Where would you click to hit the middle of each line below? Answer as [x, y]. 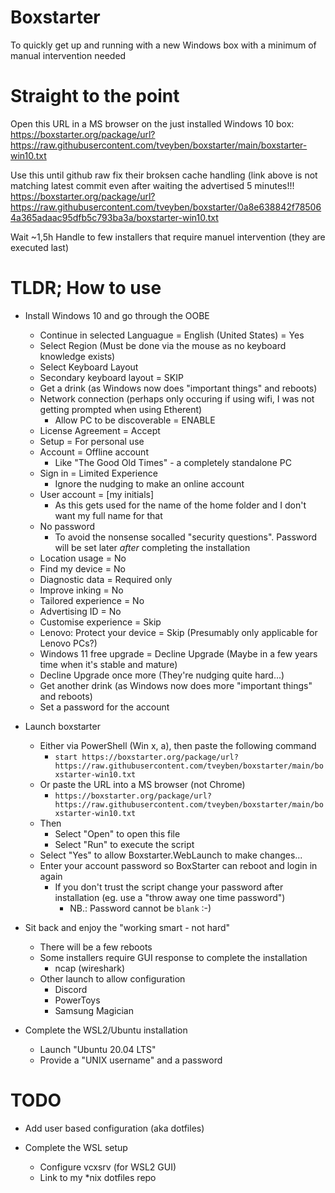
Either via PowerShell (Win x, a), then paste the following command [178, 745]
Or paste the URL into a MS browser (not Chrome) [142, 784]
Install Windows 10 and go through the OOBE [117, 315]
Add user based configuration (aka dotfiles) [114, 1128]
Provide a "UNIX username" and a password [131, 1060]
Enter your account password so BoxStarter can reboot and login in [178, 865]
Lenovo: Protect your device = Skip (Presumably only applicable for [178, 632]
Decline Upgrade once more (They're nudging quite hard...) [162, 675]
